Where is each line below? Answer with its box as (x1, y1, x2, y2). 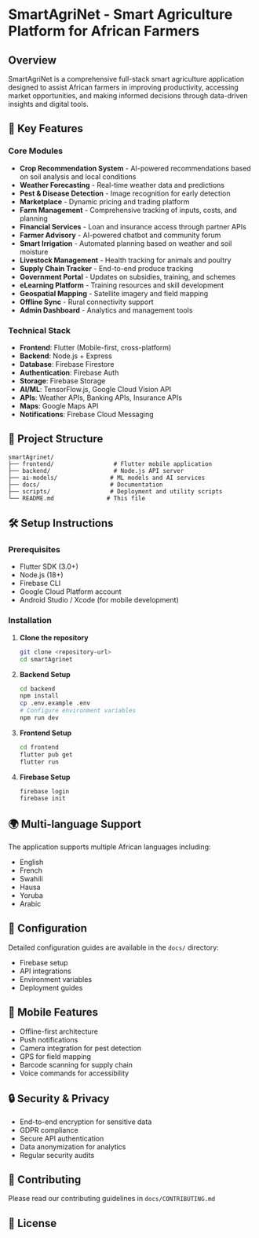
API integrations (19, 966, 72, 976)
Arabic (19, 899, 42, 909)
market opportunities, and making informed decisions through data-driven (8, 91, 249, 100)
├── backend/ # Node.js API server (8, 467, 184, 474)
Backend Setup (19, 669, 71, 679)
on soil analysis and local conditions (19, 171, 137, 181)
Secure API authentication (19, 1134, 104, 1143)
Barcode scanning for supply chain (19, 1060, 133, 1069)
